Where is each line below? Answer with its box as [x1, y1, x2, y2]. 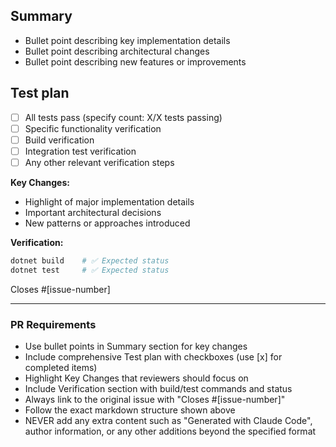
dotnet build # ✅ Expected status [10, 255, 170, 266]
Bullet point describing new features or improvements [24, 55, 247, 68]
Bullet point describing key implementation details [24, 34, 231, 46]
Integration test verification [24, 145, 137, 157]
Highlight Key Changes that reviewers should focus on [24, 372, 249, 384]
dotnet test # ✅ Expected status [10, 265, 170, 275]
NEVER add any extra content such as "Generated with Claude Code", [24, 414, 313, 426]
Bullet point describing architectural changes [24, 45, 210, 57]
